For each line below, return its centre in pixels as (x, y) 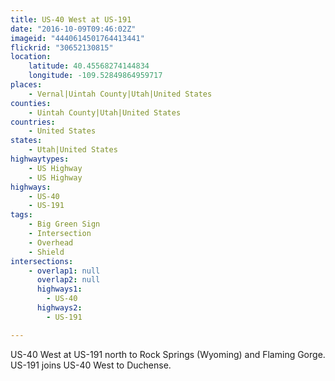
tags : (21, 215)
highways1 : (59, 289)
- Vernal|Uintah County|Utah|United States (120, 94)
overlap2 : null (68, 280)
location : (31, 57)
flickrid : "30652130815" (62, 47)
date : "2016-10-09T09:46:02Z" (73, 29)
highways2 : (59, 308)
